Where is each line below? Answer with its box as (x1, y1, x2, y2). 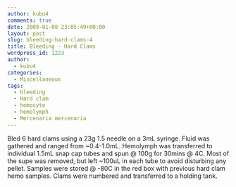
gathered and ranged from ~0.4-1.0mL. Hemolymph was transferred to (7, 141, 213, 150)
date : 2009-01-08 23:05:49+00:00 (7, 23, 106, 30)
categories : (7, 69, 42, 76)
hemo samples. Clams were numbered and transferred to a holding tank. (7, 172, 218, 180)
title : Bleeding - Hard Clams (7, 43, 97, 50)
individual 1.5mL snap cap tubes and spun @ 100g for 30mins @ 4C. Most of (7, 149, 230, 157)
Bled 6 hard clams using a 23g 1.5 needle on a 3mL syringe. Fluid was (7, 134, 210, 143)
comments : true (7, 17, 52, 24)
